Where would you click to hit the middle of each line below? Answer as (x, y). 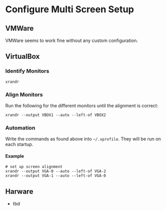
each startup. (19, 145)
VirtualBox (22, 56)
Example (15, 156)
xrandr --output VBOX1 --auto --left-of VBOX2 (56, 115)
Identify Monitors (27, 71)
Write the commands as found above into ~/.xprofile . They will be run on (83, 139)
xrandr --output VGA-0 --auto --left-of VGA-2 (56, 171)
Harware (19, 191)
